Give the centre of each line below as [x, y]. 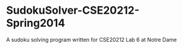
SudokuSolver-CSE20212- [73, 10]
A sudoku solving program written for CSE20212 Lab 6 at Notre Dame [91, 39]
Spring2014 [36, 23]
